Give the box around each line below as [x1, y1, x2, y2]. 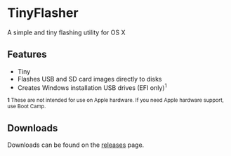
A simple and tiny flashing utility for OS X [7, 28, 126, 37]
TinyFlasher [7, 5, 79, 21]
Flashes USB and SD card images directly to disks [17, 74, 162, 83]
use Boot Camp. [7, 103, 46, 110]
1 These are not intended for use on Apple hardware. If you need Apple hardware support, [7, 97, 225, 104]
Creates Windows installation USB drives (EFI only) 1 [17, 82, 167, 92]
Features [7, 48, 47, 60]
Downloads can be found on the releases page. [7, 141, 145, 149]
